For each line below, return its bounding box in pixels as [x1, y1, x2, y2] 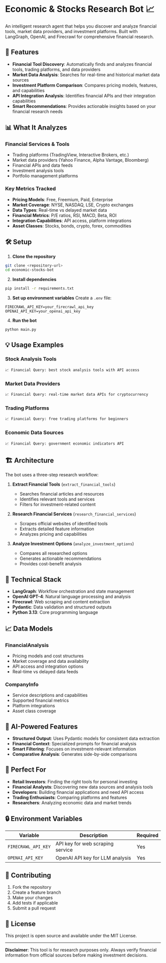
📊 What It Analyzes [5, 124, 68, 132]
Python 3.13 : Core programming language [12, 609, 98, 615]
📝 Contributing [5, 871, 51, 880]
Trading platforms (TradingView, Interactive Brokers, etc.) [12, 152, 129, 158]
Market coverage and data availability [12, 658, 89, 664]
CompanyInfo [5, 681, 39, 688]
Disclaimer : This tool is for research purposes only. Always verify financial [5, 947, 157, 953]
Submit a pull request [12, 905, 56, 911]
